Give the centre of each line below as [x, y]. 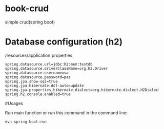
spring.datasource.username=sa [37, 73]
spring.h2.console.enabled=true [38, 94]
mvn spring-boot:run [26, 122]
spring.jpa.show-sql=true [31, 81]
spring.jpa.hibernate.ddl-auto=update [44, 86]
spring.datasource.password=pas [38, 77]
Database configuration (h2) [64, 42]
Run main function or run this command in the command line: [66, 112]
